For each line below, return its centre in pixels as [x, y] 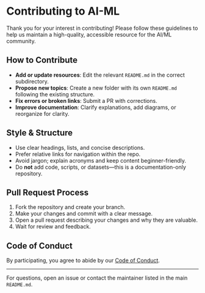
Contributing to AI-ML [63, 11]
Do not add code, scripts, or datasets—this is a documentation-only [100, 167]
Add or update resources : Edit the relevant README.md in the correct [100, 75]
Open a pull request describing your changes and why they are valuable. [106, 220]
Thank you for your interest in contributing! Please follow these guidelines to [102, 28]
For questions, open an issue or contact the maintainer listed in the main [97, 278]
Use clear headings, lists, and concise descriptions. [80, 147]
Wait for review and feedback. [53, 227]
